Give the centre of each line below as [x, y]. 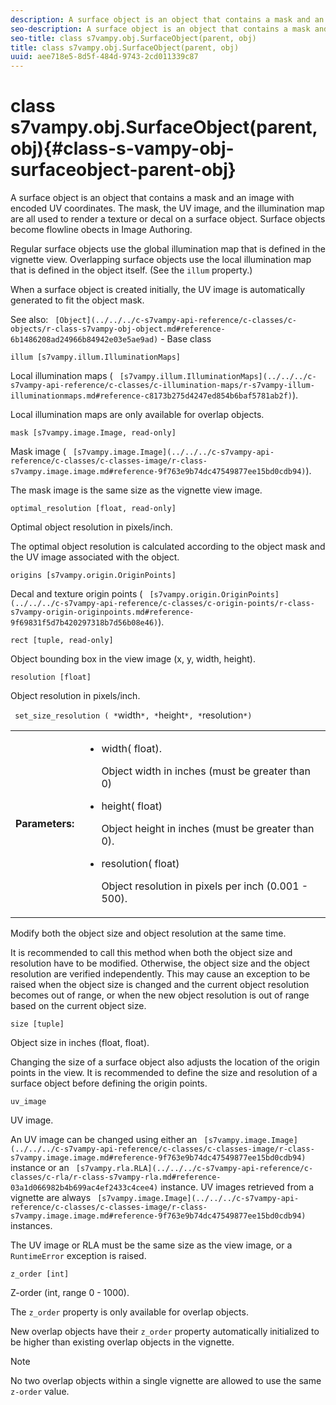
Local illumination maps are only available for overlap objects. [137, 415]
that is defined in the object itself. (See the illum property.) [131, 270]
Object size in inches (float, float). [80, 1043]
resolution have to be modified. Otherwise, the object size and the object [160, 963]
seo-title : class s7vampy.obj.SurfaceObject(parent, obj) [133, 38]
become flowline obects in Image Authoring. [101, 230]
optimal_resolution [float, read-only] [93, 509]
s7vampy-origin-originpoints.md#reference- [102, 612]
